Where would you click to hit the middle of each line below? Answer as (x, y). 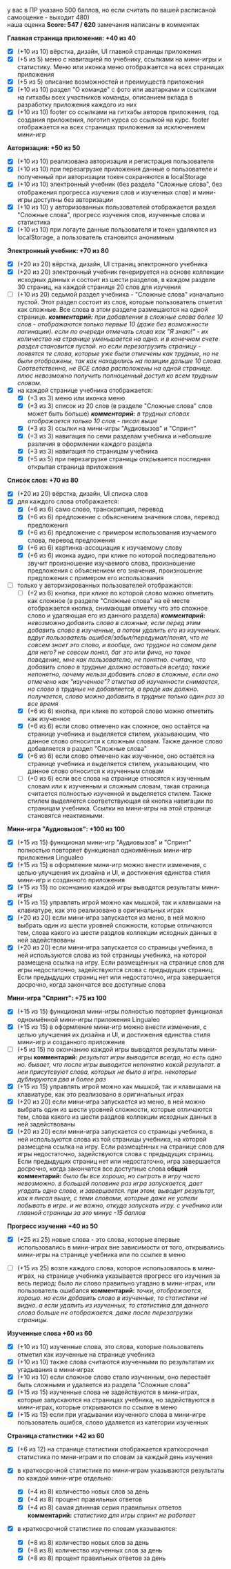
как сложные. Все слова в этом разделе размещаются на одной (112, 309)
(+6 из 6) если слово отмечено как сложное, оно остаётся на (118, 726)
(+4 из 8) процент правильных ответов (85, 1499)
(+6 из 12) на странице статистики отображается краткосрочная (113, 1449)
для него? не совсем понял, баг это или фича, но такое (109, 652)
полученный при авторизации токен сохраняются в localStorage (112, 177)
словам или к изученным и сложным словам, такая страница (118, 786)
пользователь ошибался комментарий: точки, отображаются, (110, 1290)
